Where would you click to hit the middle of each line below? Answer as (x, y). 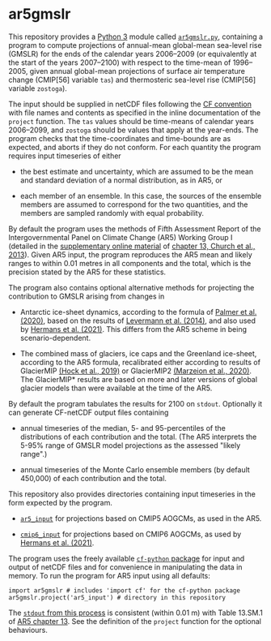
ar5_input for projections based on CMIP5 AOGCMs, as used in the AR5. (141, 518)
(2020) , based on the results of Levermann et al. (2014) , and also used (138, 320)
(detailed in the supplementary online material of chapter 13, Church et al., (132, 246)
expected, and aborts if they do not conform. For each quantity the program (135, 147)
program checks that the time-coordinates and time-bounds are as (120, 138)
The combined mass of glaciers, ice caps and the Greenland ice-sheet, (138, 353)
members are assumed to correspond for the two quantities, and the (134, 204)
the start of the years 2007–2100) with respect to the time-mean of (120, 62)
